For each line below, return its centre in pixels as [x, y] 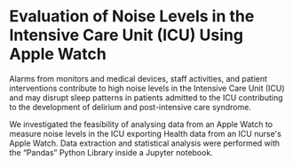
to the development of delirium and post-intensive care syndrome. [130, 107]
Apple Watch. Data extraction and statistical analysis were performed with [145, 143]
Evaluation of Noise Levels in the [132, 16]
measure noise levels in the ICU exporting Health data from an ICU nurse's [145, 133]
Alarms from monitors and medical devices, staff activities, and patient [139, 78]
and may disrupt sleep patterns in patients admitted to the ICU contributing [146, 97]
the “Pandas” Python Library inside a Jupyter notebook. [111, 152]
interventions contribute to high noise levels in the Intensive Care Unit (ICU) [147, 88]
